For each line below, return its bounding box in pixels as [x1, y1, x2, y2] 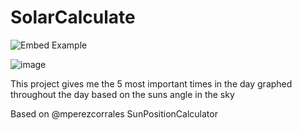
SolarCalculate [10, 6, 136, 29]
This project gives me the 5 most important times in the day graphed [10, 77, 293, 90]
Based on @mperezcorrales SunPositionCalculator [10, 107, 218, 120]
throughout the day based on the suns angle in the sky [10, 88, 235, 100]
